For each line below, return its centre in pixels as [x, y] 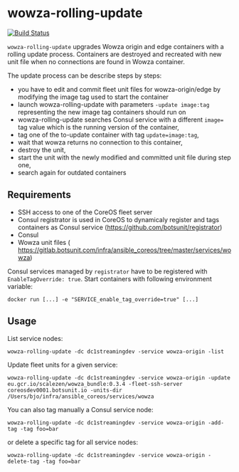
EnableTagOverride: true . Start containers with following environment [110, 278]
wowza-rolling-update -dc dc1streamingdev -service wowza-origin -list [116, 351]
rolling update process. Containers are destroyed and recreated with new [115, 54]
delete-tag [23, 461]
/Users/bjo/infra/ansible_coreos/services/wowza [81, 397]
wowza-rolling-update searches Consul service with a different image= [121, 120]
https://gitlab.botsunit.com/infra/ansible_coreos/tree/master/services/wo [124, 250]
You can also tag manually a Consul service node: [80, 409]
